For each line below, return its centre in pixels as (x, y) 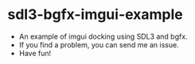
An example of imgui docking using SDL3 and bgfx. (103, 36)
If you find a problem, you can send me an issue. (99, 44)
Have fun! (35, 53)
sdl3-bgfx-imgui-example (96, 15)
